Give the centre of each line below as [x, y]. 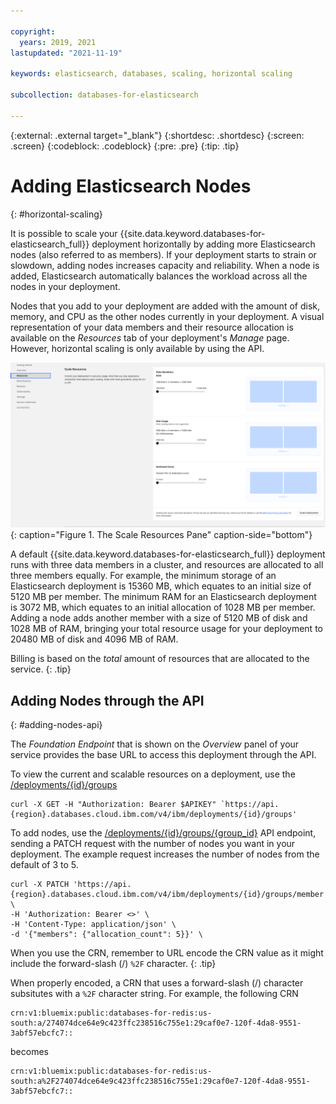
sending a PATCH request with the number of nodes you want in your [153, 844]
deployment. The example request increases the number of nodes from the [165, 854]
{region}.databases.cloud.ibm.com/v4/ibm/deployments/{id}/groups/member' [169, 895]
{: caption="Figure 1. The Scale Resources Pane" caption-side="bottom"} [161, 535]
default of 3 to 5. [44, 865]
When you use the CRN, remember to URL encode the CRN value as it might [167, 953]
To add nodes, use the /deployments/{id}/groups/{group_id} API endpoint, [163, 833]
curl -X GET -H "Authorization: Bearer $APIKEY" [113, 805]
